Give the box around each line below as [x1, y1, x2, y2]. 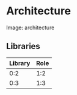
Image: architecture [6, 24, 55, 31]
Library [9, 59, 31, 67]
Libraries [6, 41, 40, 51]
